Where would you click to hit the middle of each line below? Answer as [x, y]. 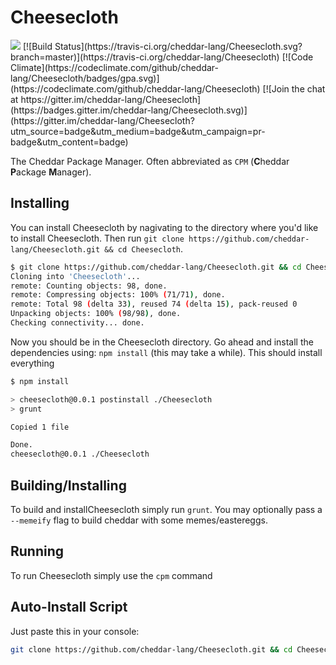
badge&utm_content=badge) [69, 142]
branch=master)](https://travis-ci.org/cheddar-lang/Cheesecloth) [145, 57]
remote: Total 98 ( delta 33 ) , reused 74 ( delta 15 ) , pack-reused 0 [154, 304]
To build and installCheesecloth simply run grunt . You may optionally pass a [166, 509]
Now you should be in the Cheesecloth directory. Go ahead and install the [162, 342]
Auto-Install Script [69, 607]
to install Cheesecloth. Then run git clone [97, 238]
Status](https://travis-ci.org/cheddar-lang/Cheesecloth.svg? [178, 46]
